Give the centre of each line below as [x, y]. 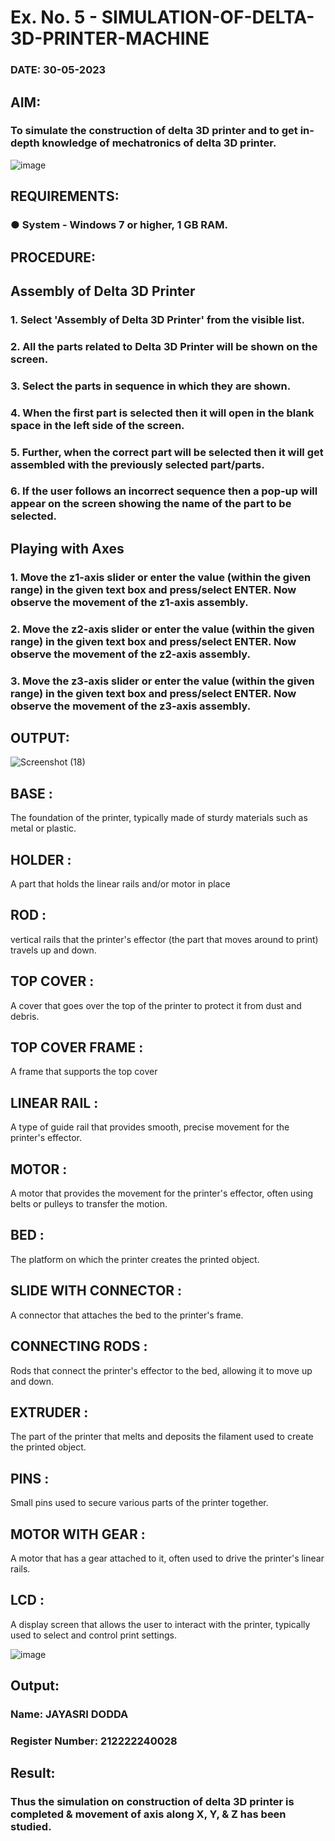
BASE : [31, 793]
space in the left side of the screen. [97, 425]
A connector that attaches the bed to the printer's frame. [127, 1315]
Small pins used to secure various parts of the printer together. [139, 1503]
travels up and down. [53, 950]
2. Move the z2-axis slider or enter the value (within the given [162, 629]
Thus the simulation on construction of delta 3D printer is [152, 1802]
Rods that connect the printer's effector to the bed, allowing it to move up [161, 1370]
